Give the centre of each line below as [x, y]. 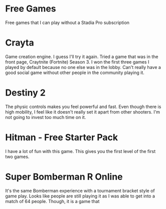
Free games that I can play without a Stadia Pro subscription [67, 22]
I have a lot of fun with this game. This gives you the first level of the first [80, 151]
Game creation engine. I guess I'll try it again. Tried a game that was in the [82, 56]
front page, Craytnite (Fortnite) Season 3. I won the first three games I [77, 62]
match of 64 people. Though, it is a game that [52, 201]
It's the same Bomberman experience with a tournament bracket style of [80, 190]
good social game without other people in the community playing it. [75, 72]
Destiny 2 [26, 93]
